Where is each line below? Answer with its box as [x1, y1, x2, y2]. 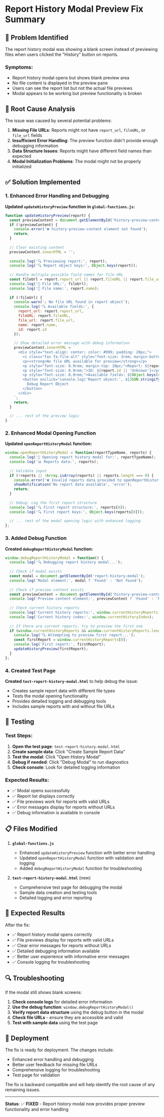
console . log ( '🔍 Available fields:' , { [14, 304, 94, 309]
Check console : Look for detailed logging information [12, 764, 121, 770]
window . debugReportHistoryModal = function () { [5, 555, 104, 560]
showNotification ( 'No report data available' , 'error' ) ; [14, 482, 132, 487]
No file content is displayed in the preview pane [12, 80, 108, 86]
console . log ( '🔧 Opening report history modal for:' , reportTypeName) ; [9, 455, 156, 460]
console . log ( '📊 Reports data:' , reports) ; [9, 460, 99, 464]
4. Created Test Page [5, 667, 56, 674]
